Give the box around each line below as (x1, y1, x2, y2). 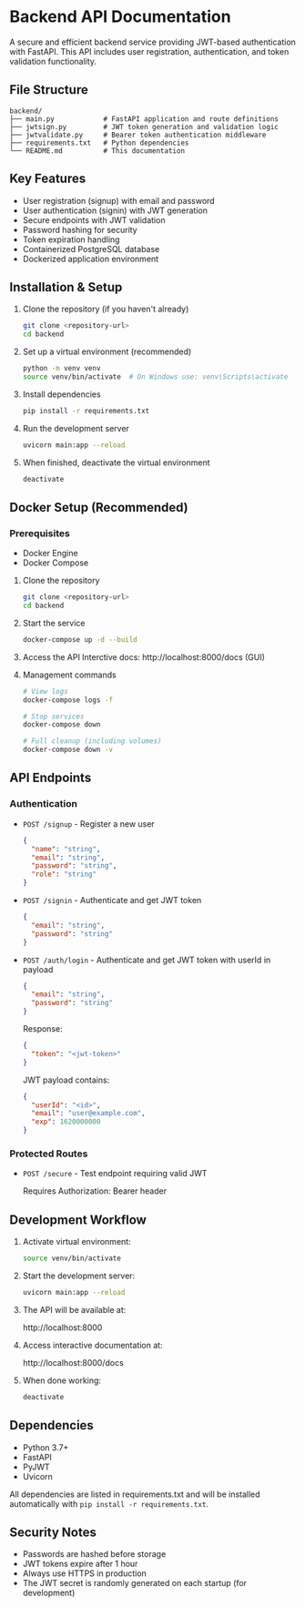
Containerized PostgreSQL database (22, 243, 160, 254)
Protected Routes (9, 1147, 88, 1160)
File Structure (9, 82, 88, 97)
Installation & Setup (9, 280, 123, 295)
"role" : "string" (31, 870, 97, 880)
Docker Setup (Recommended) (9, 499, 188, 515)
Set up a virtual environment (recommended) (22, 346, 192, 357)
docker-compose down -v (22, 745, 114, 755)
